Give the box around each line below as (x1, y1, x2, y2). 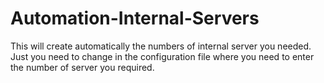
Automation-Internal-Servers (10, 7, 260, 30)
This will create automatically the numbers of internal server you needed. (10, 40, 312, 52)
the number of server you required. (10, 61, 155, 73)
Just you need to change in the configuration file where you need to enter (10, 50, 315, 62)
